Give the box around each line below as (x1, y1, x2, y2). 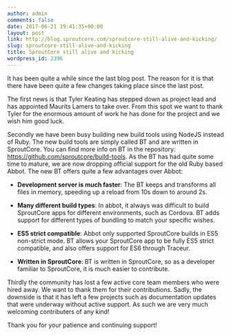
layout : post (7, 29, 45, 37)
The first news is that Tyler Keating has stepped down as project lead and (7, 95, 217, 103)
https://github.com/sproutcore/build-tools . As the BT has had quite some (7, 152, 214, 160)
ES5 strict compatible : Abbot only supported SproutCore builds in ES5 (17, 229, 219, 237)
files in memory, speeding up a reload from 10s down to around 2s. (17, 187, 208, 196)
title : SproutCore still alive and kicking (7, 49, 134, 56)
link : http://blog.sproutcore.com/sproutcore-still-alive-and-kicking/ (7, 36, 217, 43)
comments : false (7, 17, 54, 24)
